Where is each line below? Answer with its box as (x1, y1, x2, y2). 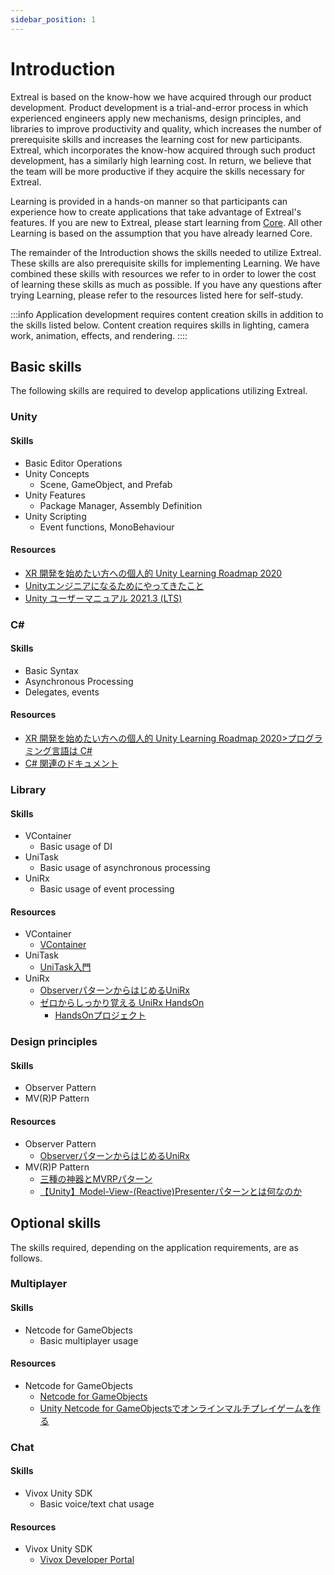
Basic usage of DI (39, 841, 113, 853)
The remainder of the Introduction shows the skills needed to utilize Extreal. (10, 246, 322, 258)
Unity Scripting (24, 510, 87, 522)
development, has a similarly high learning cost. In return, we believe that (10, 154, 312, 166)
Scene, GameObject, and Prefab (39, 478, 173, 490)
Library (10, 782, 47, 796)
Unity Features (24, 489, 86, 501)
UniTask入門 (39, 961, 92, 973)
